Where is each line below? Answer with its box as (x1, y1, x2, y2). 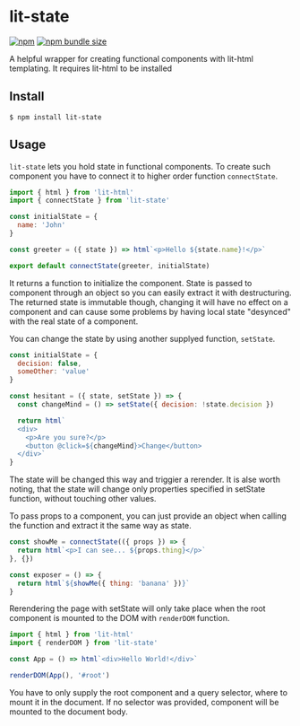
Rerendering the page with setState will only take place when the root (9, 603, 266, 614)
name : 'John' (17, 221, 66, 230)
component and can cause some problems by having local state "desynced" (9, 306, 291, 317)
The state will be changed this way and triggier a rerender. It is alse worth (9, 474, 280, 485)
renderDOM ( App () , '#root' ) (9, 671, 110, 680)
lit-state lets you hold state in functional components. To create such (9, 161, 271, 171)
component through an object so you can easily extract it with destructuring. (9, 287, 292, 298)
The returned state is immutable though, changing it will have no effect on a (9, 296, 288, 307)
